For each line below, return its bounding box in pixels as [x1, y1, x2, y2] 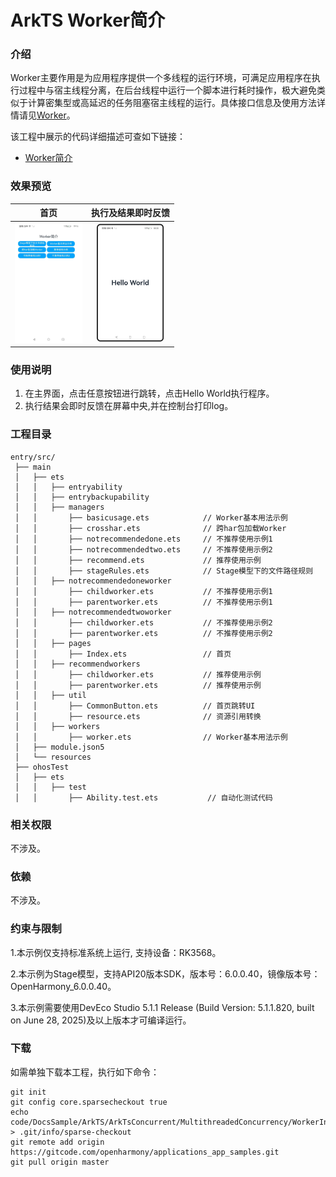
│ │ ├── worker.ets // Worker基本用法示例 [14, 732, 288, 742]
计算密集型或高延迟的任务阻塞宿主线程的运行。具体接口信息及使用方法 [27, 97, 317, 109]
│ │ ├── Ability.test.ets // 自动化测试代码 [14, 792, 273, 803]
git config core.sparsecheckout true [10, 1097, 168, 1107]
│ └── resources [14, 752, 92, 762]
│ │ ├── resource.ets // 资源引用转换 [14, 711, 262, 721]
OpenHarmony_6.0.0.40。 [10, 980, 117, 992]
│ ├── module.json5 [14, 742, 105, 752]
